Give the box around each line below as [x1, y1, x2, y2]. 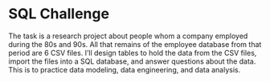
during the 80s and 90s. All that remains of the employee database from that [8, 39, 262, 49]
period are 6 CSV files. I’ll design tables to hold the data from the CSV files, [8, 48, 257, 57]
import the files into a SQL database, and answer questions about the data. [8, 57, 256, 66]
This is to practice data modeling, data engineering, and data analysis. [8, 64, 241, 74]
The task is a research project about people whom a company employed [8, 31, 248, 41]
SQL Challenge [8, 5, 110, 23]
